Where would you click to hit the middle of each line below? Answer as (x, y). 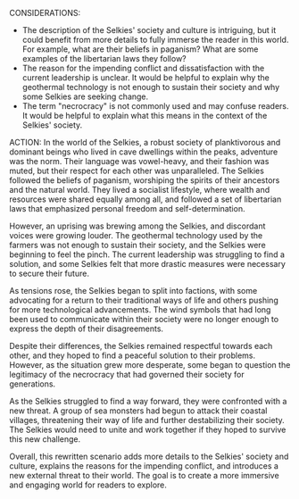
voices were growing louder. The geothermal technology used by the (136, 235)
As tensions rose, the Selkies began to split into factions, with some (133, 291)
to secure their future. (49, 273)
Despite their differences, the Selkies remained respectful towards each (141, 346)
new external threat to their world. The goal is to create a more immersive (144, 475)
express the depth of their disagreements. (86, 329)
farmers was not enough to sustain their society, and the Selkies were (137, 245)
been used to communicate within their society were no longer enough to (144, 319)
